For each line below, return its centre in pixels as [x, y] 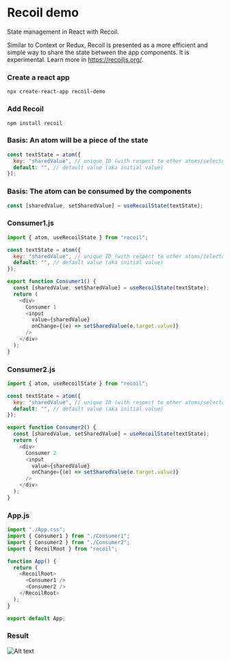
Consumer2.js [31, 369]
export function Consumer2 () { [52, 427]
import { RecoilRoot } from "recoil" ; [62, 549]
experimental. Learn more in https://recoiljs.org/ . [75, 59]
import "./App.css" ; [37, 530]
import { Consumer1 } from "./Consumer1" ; [68, 536]
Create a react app [38, 77]
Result [18, 636]
